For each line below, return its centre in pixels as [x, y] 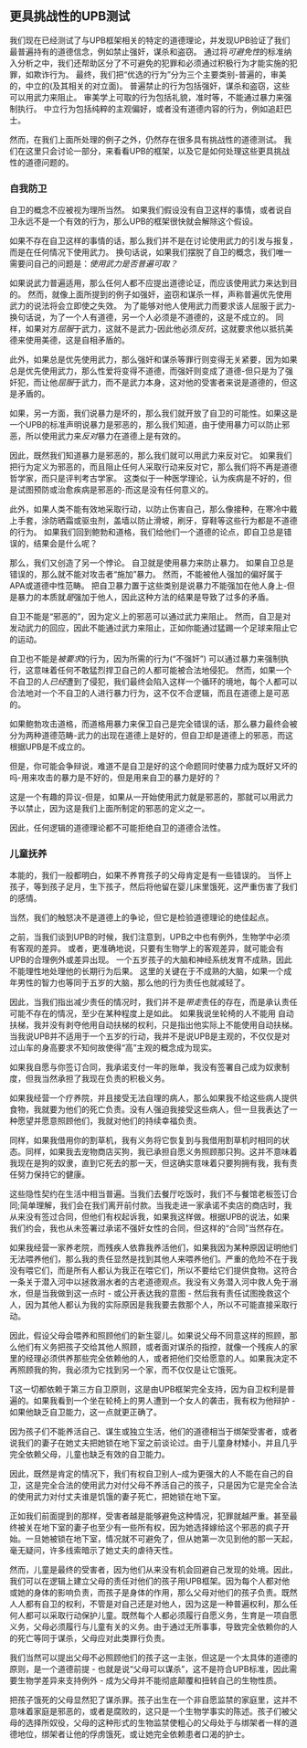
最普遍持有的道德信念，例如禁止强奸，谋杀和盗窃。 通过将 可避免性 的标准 [147, 51]
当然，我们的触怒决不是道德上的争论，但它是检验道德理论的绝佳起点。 [142, 917]
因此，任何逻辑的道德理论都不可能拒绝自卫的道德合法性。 [117, 828]
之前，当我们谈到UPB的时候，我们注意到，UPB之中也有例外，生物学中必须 [150, 937]
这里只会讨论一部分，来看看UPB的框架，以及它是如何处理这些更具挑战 [158, 151]
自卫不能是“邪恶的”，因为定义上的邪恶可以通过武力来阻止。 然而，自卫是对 [150, 617]
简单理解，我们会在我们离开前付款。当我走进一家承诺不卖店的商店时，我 [156, 1205]
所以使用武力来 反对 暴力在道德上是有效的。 [105, 436]
